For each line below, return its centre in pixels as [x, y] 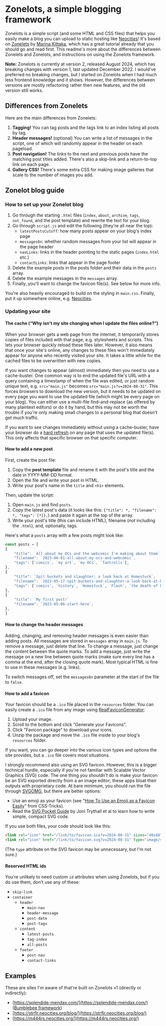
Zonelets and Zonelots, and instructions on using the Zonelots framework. [80, 54]
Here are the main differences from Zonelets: [51, 118]
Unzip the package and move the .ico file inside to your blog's [76, 735]
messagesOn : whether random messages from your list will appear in [88, 242]
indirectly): [16, 993]
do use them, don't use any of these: [42, 882]
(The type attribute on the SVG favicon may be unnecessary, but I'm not [78, 849]
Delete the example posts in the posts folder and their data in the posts [84, 268]
